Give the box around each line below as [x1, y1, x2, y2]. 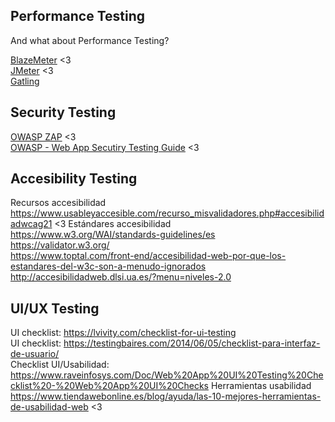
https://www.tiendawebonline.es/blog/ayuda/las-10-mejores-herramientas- [10, 390, 322, 403]
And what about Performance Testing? [10, 34, 170, 46]
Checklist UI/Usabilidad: [10, 359, 110, 371]
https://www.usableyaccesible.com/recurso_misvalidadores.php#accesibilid [10, 207, 325, 219]
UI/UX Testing [10, 300, 100, 317]
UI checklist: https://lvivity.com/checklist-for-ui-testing [10, 327, 237, 339]
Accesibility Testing [10, 170, 138, 188]
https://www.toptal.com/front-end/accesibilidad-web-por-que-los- [10, 250, 287, 262]
